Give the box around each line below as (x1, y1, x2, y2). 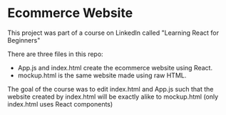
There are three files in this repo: (7, 50, 103, 58)
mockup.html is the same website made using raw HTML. (17, 71, 187, 80)
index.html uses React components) (7, 99, 113, 108)
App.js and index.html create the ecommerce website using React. (17, 63, 212, 72)
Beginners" (7, 35, 41, 44)
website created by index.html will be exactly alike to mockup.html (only (7, 92, 219, 101)
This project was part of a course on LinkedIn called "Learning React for (7, 28, 220, 37)
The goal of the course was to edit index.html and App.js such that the (7, 84, 214, 93)
